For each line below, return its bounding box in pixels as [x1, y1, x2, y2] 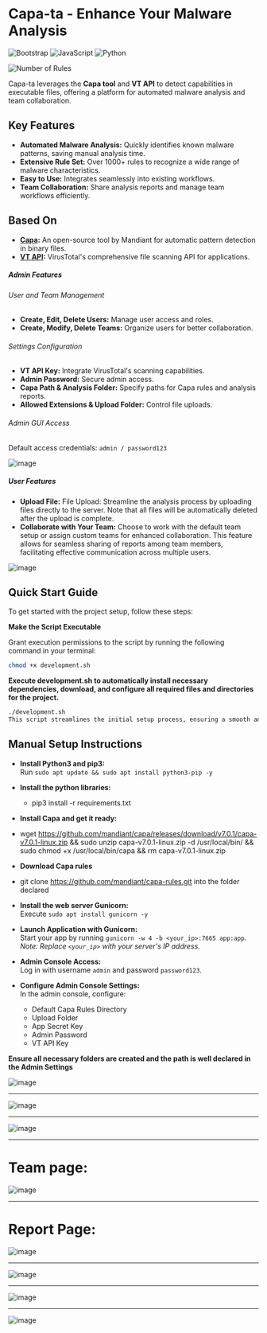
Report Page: [8, 1220, 97, 1238]
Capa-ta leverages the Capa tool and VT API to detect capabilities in [8, 79, 233, 88]
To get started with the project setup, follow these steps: [8, 606, 193, 617]
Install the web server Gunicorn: [19, 900, 129, 910]
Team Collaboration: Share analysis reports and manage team [19, 182, 225, 192]
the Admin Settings [8, 1062, 73, 1071]
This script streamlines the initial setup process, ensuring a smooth [8, 715, 250, 724]
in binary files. [19, 244, 67, 253]
